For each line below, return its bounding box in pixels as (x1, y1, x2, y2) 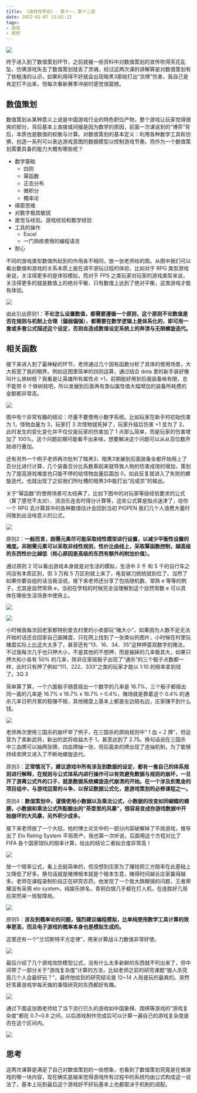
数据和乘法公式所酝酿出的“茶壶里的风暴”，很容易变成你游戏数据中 (21, 804, 182, 812)
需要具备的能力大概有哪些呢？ (11, 145, 83, 152)
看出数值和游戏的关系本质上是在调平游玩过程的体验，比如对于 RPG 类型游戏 (6, 264, 189, 271)
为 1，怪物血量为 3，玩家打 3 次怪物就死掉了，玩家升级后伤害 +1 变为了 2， (6, 421, 188, 428)
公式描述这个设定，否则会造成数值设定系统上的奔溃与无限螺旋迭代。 (26, 324, 191, 332)
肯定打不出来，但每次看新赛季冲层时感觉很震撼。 (6, 81, 124, 88)
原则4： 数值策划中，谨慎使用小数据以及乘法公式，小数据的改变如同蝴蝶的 (6, 797, 185, 804)
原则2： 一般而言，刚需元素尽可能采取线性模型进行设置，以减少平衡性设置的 (6, 535, 189, 542)
